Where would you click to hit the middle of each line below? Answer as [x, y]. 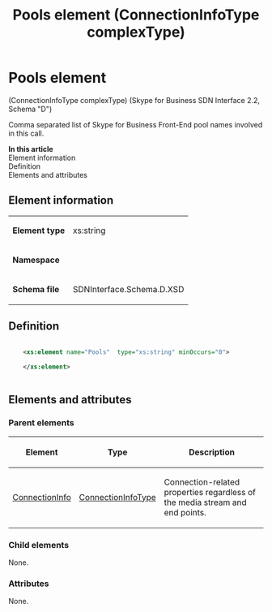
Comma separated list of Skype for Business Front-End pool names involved [136, 124]
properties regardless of [210, 492]
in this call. [26, 133]
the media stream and [205, 502]
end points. [185, 512]
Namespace [36, 260]
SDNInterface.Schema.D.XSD [128, 289]
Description [212, 452]
